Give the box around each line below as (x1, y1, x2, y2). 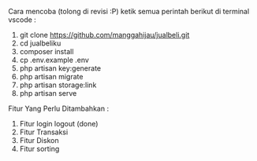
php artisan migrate (19, 72, 84, 81)
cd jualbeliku (19, 38, 61, 48)
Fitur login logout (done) (19, 119, 99, 128)
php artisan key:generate (19, 64, 102, 73)
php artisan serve (19, 89, 77, 97)
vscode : (8, 15, 37, 24)
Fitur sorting (19, 145, 60, 153)
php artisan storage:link (19, 80, 97, 90)
